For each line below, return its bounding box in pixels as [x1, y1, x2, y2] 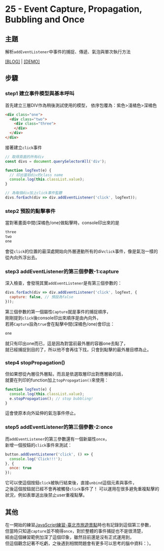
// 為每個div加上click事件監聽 [5, 191, 62, 196]
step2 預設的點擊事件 [5, 207, 55, 214]
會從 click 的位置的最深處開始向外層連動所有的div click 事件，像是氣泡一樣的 [5, 248, 158, 254]
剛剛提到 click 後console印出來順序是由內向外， [5, 314, 101, 321]
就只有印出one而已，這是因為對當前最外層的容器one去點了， [5, 340, 128, 346]
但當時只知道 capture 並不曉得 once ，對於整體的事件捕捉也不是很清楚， [5, 528, 146, 534]
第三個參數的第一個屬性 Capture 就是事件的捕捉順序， [5, 309, 111, 314]
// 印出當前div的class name [9, 172, 63, 177]
